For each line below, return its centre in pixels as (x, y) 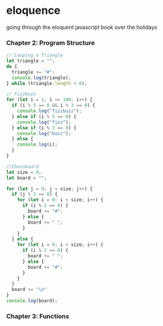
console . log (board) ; (32, 301)
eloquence (33, 11)
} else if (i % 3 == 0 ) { (44, 128)
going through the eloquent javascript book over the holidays (82, 27)
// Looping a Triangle (35, 55)
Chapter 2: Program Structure (51, 43)
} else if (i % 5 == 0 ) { (44, 116)
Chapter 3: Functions (38, 316)
